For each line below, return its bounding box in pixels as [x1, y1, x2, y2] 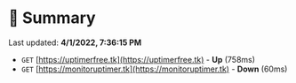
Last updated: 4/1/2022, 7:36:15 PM [8, 37, 142, 48]
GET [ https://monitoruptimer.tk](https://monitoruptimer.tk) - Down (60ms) [20, 64, 288, 74]
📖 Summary [8, 8, 96, 28]
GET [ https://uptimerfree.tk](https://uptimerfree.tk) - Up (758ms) [20, 54, 255, 64]
